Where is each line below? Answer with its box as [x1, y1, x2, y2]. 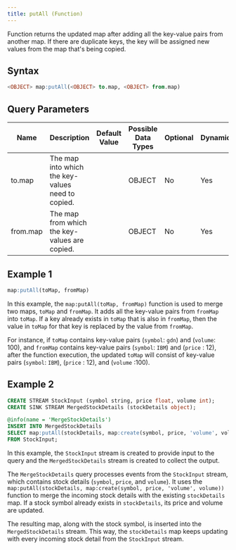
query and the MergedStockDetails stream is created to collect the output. [7, 456, 220, 465]
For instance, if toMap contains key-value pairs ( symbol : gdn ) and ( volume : [7, 335, 216, 344]
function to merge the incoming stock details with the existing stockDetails [7, 491, 225, 499]
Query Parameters [7, 103, 90, 115]
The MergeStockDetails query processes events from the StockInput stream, [7, 470, 228, 478]
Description [49, 133, 90, 143]
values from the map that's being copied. [7, 44, 126, 53]
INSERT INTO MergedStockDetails [7, 423, 102, 430]
